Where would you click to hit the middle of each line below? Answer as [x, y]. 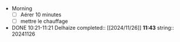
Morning [22, 8]
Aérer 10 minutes [41, 15]
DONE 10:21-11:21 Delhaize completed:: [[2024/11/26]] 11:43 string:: [93, 28]
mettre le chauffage [44, 21]
